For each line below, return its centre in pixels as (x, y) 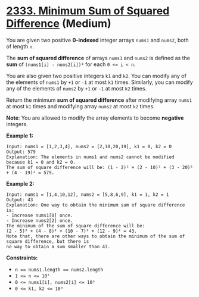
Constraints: (22, 258)
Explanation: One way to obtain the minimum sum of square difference (96, 205)
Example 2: (20, 183)
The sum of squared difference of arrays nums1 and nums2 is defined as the (98, 58)
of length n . (20, 46)
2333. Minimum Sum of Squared (88, 11)
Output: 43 (20, 200)
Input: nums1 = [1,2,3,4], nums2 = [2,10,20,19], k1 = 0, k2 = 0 (89, 146)
